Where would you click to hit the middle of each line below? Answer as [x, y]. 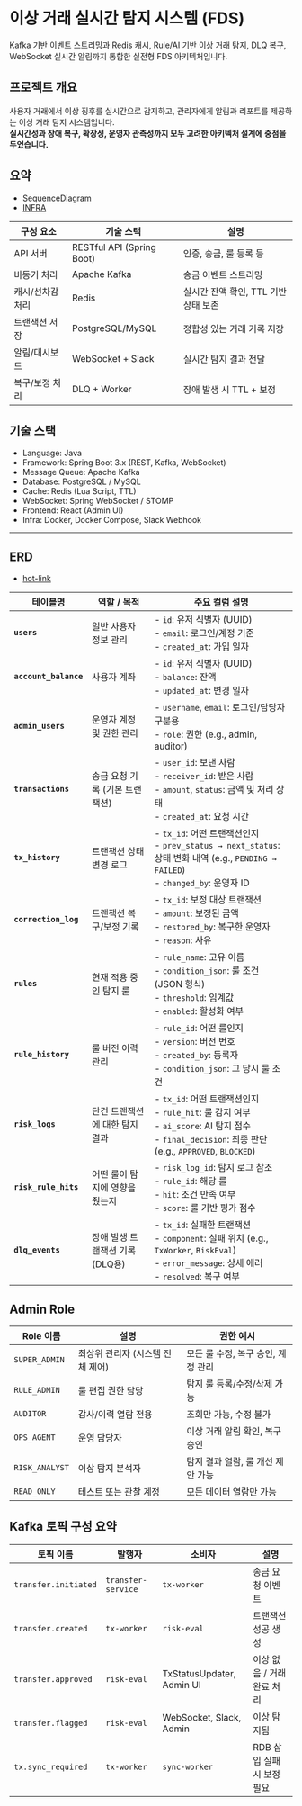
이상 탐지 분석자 [109, 1468]
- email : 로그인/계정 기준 [204, 633]
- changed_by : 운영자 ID [202, 883]
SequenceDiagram [57, 198]
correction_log [46, 920]
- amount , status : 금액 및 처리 [214, 790]
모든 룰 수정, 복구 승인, [231, 1353]
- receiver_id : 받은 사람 [204, 777]
